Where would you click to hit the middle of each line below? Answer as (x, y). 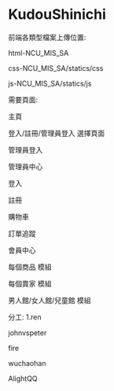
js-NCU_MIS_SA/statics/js (50, 83)
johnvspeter (28, 333)
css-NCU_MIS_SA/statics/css (56, 68)
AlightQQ (23, 378)
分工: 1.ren (25, 317)
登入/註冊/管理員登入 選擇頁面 (57, 133)
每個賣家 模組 (30, 283)
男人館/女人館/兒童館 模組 (50, 300)
